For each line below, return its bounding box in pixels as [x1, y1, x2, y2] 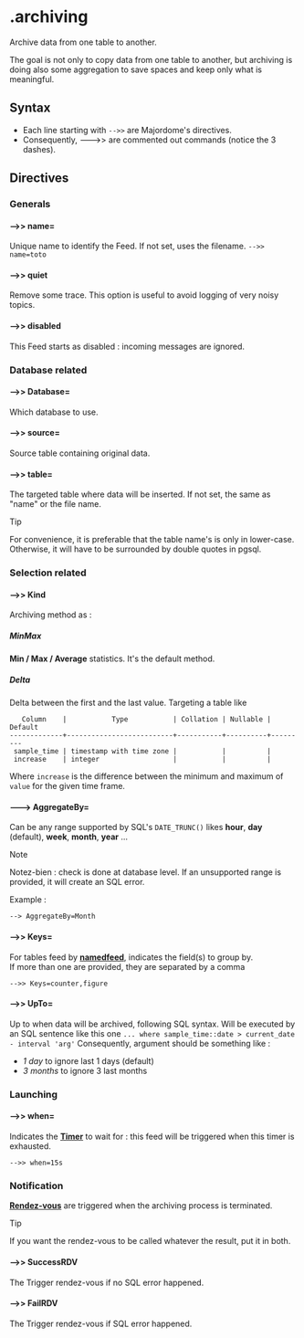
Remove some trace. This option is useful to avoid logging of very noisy [9, 290, 279, 300]
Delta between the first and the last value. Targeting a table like [9, 697, 247, 709]
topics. [9, 300, 36, 311]
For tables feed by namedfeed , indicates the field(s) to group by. [9, 952, 254, 963]
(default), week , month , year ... [9, 831, 129, 842]
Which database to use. [9, 406, 99, 417]
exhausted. [9, 1141, 52, 1152]
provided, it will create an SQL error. [9, 877, 145, 888]
